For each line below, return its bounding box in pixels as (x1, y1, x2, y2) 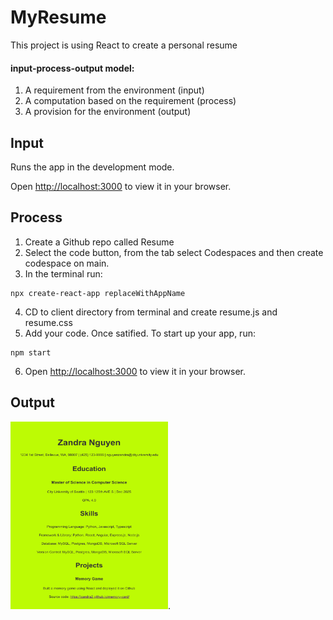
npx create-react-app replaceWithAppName (10, 288, 186, 298)
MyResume (10, 6, 107, 29)
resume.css (24, 316, 73, 328)
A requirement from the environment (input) (24, 84, 205, 96)
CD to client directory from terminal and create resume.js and (24, 306, 278, 318)
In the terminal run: (24, 267, 103, 280)
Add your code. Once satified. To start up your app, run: (24, 327, 256, 339)
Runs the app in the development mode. (10, 161, 175, 173)
